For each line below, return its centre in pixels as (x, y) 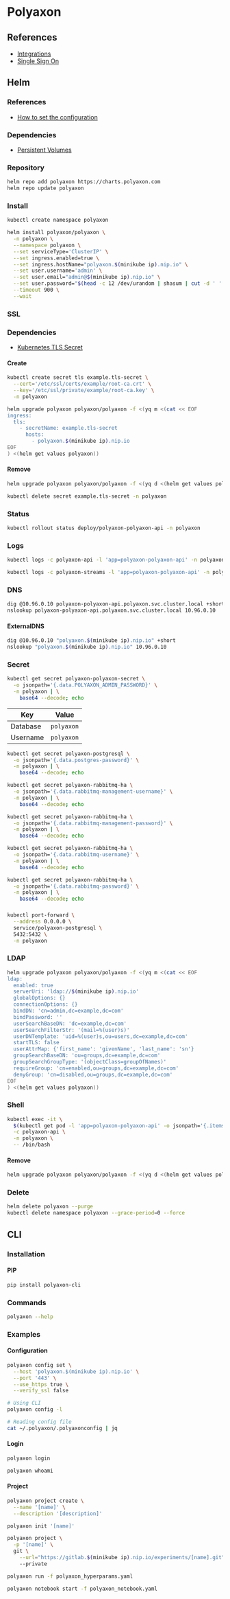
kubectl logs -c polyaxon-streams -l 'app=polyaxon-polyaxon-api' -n (108, 573)
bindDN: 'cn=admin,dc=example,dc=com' (69, 1011)
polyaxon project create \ (46, 1501)
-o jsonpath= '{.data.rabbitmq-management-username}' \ (93, 792)
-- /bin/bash (32, 1145)
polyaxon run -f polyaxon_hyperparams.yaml (70, 1576)
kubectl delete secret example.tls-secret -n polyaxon (87, 496)
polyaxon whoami (30, 1471)
